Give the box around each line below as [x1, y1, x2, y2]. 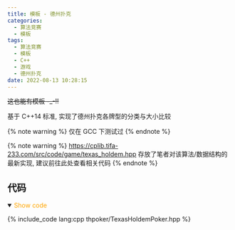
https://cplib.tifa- [68, 142, 119, 150]
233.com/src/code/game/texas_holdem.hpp [7, 150, 137, 159]
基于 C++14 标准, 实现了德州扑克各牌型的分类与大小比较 [7, 112, 172, 121]
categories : [7, 17, 43, 24]
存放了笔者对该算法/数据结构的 [137, 150, 228, 159]
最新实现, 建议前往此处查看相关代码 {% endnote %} [7, 159, 158, 167]
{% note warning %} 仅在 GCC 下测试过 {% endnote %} [7, 127, 171, 136]
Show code [14, 201, 48, 210]
